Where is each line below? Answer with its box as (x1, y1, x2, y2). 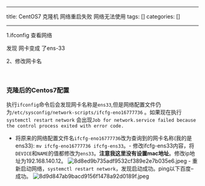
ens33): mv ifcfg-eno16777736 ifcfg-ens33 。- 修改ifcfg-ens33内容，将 (15, 142, 195, 149)
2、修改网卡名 (6, 57, 42, 65)
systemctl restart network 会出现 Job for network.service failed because (6, 116, 196, 124)
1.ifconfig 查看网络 (6, 32, 52, 38)
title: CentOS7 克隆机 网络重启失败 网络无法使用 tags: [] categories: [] (6, 13, 181, 20)
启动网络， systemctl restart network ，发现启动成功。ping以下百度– (20, 165, 194, 173)
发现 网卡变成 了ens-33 (6, 45, 65, 52)
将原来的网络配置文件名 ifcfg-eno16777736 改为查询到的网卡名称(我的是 (15, 135, 192, 142)
